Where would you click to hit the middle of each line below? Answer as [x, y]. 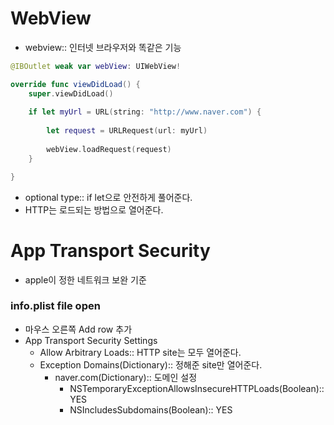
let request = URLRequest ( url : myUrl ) [127, 131]
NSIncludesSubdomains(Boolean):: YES [151, 409]
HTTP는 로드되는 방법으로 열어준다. [94, 209]
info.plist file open [55, 306]
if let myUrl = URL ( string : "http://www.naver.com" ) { [145, 112]
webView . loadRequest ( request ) [109, 149]
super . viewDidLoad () [71, 93]
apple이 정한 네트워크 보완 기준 [85, 279]
